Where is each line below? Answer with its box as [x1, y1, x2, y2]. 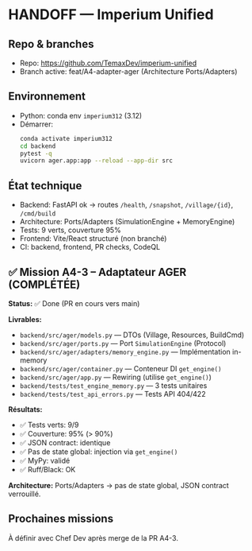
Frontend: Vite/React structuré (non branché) [19, 234, 167, 243]
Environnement [8, 90, 86, 103]
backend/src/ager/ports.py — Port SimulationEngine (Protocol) [19, 338, 227, 347]
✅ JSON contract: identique [19, 437, 111, 447]
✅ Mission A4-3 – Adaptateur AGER [8, 265, 187, 279]
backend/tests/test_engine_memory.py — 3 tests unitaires [19, 380, 208, 390]
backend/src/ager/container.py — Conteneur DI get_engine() [19, 363, 222, 373]
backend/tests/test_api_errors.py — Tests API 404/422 [19, 389, 206, 398]
